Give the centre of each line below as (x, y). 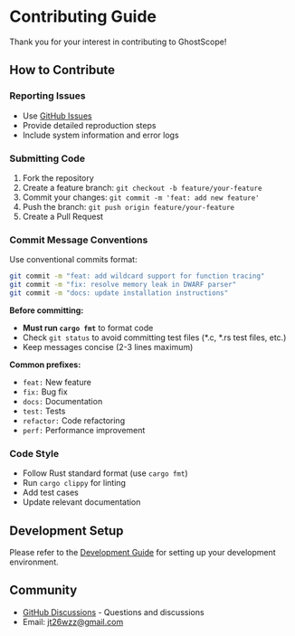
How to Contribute (62, 70)
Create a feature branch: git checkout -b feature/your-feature (142, 187)
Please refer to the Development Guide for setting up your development (143, 552)
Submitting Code (48, 158)
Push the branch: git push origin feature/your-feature (128, 206)
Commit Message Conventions (79, 240)
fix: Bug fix (45, 392)
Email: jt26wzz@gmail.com (73, 622)
